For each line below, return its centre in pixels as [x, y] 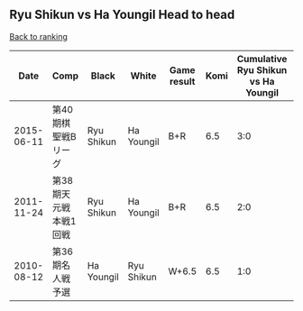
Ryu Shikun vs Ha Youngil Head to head [122, 15]
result [183, 81]
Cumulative [262, 59]
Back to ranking [38, 36]
